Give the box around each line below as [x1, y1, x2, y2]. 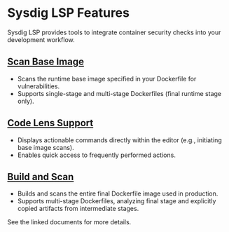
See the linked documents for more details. [7, 218, 132, 226]
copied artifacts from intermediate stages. [17, 205, 139, 213]
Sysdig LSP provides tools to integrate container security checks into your [7, 28, 221, 36]
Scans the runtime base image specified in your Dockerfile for [17, 74, 197, 83]
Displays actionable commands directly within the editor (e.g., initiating [17, 135, 222, 144]
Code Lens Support [7, 117, 94, 129]
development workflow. [7, 35, 75, 43]
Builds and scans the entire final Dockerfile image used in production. [17, 189, 218, 198]
